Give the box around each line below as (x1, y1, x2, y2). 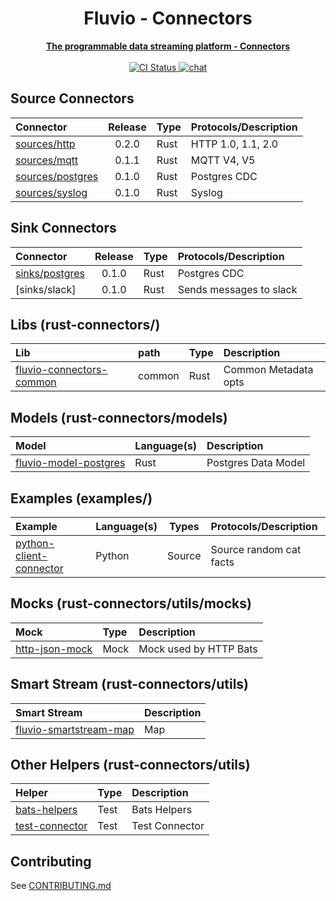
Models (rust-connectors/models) (10, 409, 228, 426)
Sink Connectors (10, 220, 117, 237)
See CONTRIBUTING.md (10, 880, 112, 892)
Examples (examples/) (10, 490, 153, 507)
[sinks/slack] (15, 282, 77, 296)
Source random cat (210, 543, 302, 556)
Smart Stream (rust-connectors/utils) (10, 676, 250, 693)
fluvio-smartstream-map (15, 722, 135, 736)
